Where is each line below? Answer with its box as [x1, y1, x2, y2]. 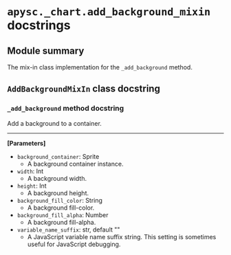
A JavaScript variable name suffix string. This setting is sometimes [27, 232, 217, 241]
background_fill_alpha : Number [16, 210, 109, 219]
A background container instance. [27, 159, 124, 168]
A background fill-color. [27, 203, 95, 212]
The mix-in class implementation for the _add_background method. [7, 63, 192, 71]
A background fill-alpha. [27, 218, 96, 226]
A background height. [27, 188, 89, 197]
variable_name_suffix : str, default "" [16, 225, 120, 234]
